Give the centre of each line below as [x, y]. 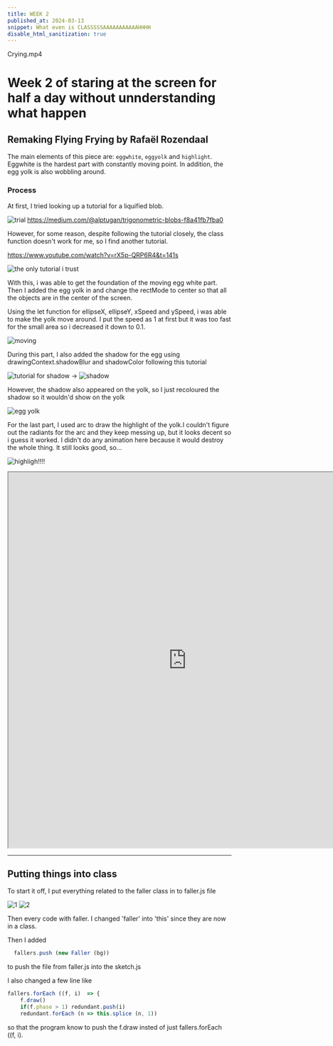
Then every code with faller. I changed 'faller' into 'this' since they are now [117, 919]
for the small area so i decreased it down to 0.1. [76, 327]
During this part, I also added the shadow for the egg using [94, 354]
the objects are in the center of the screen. [70, 297]
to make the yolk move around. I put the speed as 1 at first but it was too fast [119, 319]
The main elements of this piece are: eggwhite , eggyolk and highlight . [110, 157]
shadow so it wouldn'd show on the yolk [66, 397]
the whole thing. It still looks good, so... [65, 447]
